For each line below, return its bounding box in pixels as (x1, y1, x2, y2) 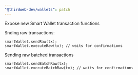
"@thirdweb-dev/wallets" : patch (4, 7, 70, 12)
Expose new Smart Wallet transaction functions (4, 20, 100, 26)
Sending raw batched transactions (4, 52, 74, 58)
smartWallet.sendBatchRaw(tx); (4, 61, 68, 66)
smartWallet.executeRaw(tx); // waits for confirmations (4, 43, 123, 48)
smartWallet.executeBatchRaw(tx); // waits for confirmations (4, 65, 134, 70)
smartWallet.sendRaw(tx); (4, 39, 57, 44)
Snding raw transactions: (4, 30, 55, 35)
